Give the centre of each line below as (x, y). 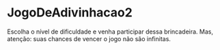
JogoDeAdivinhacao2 (70, 13)
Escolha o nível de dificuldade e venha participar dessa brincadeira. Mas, (110, 32)
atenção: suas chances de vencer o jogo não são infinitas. (89, 38)
